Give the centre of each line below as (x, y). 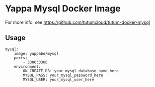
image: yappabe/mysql (36, 53)
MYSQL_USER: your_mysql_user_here (59, 80)
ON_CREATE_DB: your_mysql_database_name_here (71, 71)
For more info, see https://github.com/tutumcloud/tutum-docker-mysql (77, 22)
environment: (28, 66)
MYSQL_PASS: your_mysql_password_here (63, 75)
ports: (21, 58)
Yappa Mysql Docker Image (63, 9)
